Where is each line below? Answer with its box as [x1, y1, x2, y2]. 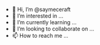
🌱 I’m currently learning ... [12, 19, 77, 26]
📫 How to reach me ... [12, 32, 68, 39]
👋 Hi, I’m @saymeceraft [12, 6, 71, 13]
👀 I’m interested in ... [12, 12, 64, 19]
